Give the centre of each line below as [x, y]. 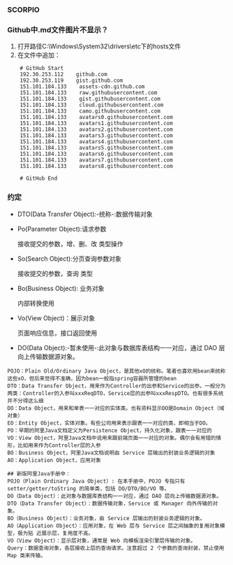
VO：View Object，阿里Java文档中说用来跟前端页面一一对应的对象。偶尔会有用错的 [112, 438]
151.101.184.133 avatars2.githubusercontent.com [96, 130]
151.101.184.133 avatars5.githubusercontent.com [96, 148]
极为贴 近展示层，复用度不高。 [55, 533]
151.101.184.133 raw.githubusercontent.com [89, 93]
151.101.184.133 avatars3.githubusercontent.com [96, 136]
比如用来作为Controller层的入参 [59, 445]
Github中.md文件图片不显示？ [58, 29]
